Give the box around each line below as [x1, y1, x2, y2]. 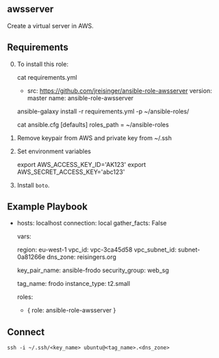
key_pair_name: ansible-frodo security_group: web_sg [16, 266, 170, 275]
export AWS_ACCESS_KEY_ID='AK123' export [16, 160, 146, 168]
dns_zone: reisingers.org [47, 253, 116, 261]
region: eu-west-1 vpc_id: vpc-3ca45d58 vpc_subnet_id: [16, 245, 177, 254]
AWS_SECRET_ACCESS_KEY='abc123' [16, 168, 125, 176]
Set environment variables [16, 147, 91, 155]
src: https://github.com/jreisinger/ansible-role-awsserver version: [27, 87, 212, 95]
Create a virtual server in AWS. [7, 21, 94, 30]
